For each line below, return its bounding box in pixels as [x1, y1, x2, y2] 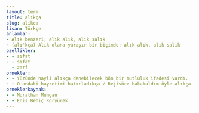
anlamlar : [6, 31, 31, 37]
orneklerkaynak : [6, 87, 47, 93]
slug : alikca [6, 20, 39, 26]
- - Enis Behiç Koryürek [6, 97, 68, 103]
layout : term [6, 8, 39, 15]
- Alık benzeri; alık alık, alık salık [6, 36, 106, 42]
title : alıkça [6, 14, 42, 20]
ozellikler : [6, 48, 36, 54]
